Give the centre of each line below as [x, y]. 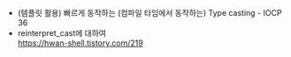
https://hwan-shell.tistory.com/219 [80, 43]
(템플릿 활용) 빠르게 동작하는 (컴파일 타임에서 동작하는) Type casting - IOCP [149, 13]
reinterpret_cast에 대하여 [61, 33]
